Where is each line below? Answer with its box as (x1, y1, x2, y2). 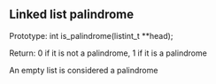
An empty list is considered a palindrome (9, 65, 158, 75)
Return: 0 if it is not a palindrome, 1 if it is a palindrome (9, 48, 208, 58)
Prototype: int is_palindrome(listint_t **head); (9, 30, 174, 41)
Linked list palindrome (9, 7, 135, 22)
